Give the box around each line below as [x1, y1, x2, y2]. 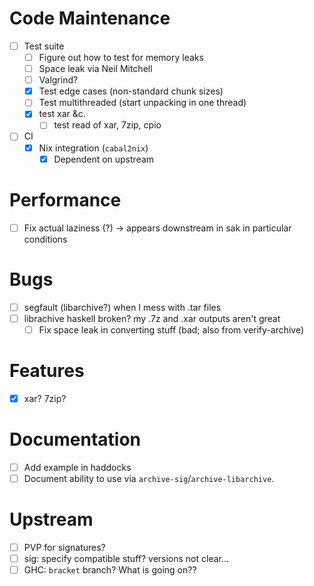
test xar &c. [38, 108, 86, 120]
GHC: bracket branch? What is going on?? [23, 563, 197, 576]
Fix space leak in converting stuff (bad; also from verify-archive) [38, 323, 305, 336]
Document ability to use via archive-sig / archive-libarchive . [23, 472, 275, 484]
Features [9, 359, 85, 382]
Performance [9, 188, 122, 211]
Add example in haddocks [23, 461, 132, 473]
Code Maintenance [9, 7, 171, 30]
